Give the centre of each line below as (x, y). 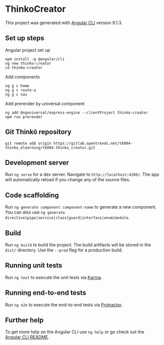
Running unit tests (34, 266)
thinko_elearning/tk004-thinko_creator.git (50, 148)
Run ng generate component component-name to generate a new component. (81, 207)
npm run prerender (24, 117)
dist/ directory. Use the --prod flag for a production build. (64, 250)
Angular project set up (28, 50)
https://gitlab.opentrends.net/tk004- (93, 143)
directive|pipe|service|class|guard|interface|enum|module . (67, 218)
